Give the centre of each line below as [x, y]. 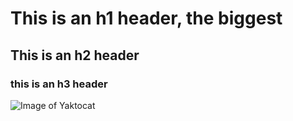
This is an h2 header [75, 55]
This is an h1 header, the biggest [146, 18]
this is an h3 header [59, 84]
